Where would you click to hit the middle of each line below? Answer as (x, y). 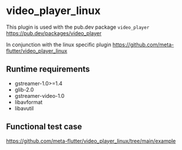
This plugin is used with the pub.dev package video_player (78, 27)
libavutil (24, 108)
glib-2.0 (24, 90)
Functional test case (44, 127)
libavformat (29, 102)
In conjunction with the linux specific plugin (59, 45)
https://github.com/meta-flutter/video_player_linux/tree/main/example (91, 141)
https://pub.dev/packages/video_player (54, 33)
